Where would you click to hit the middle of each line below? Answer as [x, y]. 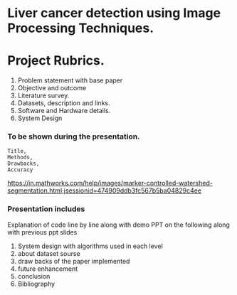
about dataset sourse [49, 253]
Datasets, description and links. [64, 103]
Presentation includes [46, 209]
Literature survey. [43, 96]
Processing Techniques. [81, 28]
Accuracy [20, 170]
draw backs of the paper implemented [74, 261]
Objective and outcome [52, 88]
